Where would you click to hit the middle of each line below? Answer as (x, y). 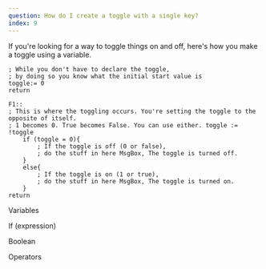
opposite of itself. (43, 118)
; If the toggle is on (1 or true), (98, 174)
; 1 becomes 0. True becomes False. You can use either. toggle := (123, 125)
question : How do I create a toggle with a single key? (103, 16)
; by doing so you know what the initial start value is (105, 76)
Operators (25, 256)
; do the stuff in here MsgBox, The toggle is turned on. (136, 181)
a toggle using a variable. (50, 54)
